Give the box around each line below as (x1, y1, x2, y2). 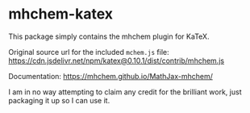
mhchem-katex (8, 5, 114, 23)
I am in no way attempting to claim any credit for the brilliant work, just (8, 86, 242, 97)
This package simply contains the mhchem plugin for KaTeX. (8, 31, 210, 41)
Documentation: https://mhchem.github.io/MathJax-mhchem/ (8, 71, 214, 81)
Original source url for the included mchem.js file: (8, 47, 169, 56)
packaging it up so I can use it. (8, 95, 110, 105)
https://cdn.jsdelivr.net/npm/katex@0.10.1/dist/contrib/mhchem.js (8, 56, 224, 65)
